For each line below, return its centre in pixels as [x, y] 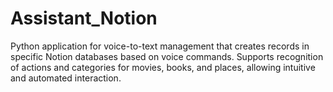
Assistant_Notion [84, 18]
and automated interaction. [66, 78]
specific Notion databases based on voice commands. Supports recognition [167, 56]
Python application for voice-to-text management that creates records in [160, 46]
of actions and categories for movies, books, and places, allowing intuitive [163, 67]
